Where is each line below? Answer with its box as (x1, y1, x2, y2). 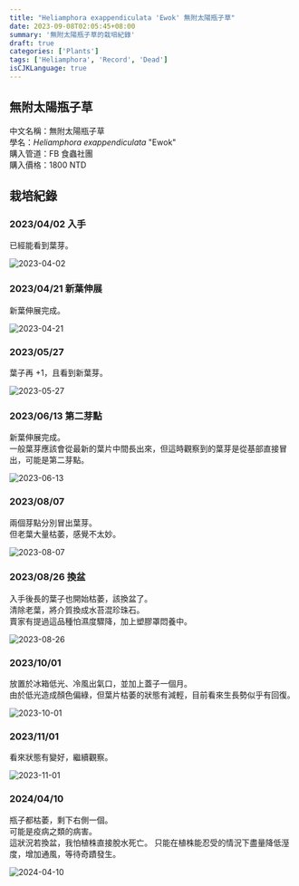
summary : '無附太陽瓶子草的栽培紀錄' (9, 30, 136, 39)
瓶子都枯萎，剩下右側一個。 (9, 814, 113, 825)
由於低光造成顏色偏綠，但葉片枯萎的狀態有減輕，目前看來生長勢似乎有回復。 (9, 689, 295, 700)
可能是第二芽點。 (24, 455, 89, 466)
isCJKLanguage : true (9, 64, 88, 73)
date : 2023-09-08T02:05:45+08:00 (9, 22, 136, 31)
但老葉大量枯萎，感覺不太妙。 (9, 528, 121, 539)
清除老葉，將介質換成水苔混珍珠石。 (9, 604, 145, 615)
